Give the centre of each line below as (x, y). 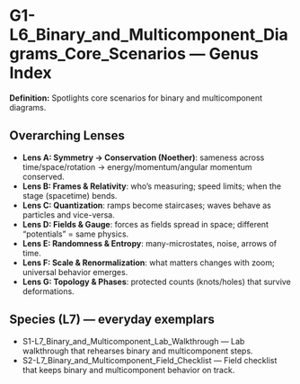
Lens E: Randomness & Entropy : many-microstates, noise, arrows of (149, 243)
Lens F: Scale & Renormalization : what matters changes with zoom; (149, 263)
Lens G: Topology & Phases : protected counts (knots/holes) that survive (157, 281)
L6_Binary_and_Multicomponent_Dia (149, 35)
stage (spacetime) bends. (70, 195)
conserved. (43, 176)
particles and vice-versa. (68, 214)
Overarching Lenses (67, 136)
